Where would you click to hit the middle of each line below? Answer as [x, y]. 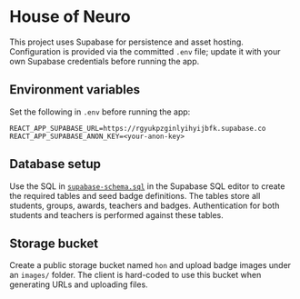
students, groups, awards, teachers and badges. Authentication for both [145, 205]
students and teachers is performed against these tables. [117, 214]
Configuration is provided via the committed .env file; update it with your [145, 51]
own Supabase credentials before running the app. [105, 61]
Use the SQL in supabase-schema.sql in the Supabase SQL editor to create [147, 186]
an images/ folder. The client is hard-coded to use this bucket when [135, 275]
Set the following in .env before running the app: [100, 112]
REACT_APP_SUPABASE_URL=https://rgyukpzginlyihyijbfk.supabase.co [138, 128]
